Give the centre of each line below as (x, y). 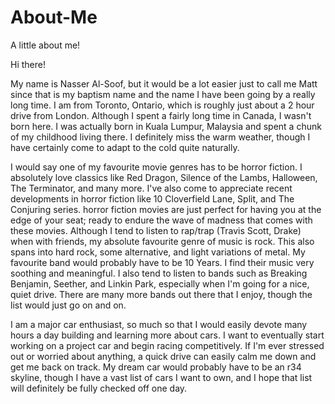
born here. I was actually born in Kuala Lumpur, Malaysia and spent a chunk (166, 126)
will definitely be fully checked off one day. (99, 388)
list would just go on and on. (68, 305)
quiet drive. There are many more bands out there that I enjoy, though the (161, 294)
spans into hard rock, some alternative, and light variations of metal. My (158, 252)
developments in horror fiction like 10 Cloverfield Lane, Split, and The (152, 198)
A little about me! (45, 45)
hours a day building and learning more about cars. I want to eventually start (167, 335)
